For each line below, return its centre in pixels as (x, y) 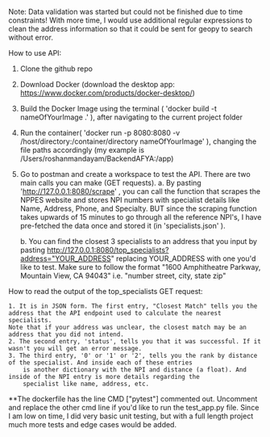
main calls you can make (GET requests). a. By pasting (110, 183)
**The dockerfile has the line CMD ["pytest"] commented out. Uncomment (133, 399)
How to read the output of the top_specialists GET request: (106, 291)
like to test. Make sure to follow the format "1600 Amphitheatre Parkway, (140, 267)
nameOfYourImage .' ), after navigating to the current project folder (131, 117)
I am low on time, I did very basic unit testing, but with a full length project (131, 416)
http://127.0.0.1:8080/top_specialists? (108, 250)
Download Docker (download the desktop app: (98, 84)
